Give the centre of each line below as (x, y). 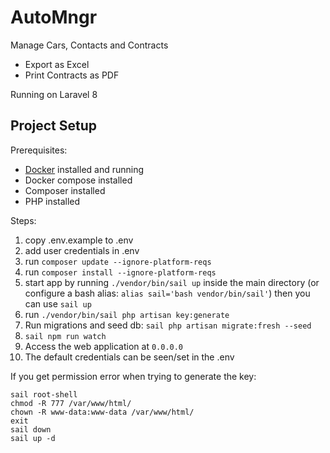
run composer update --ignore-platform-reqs (118, 261)
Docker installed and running (84, 169)
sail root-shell (44, 394)
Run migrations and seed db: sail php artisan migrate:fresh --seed (168, 325)
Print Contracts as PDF (72, 75)
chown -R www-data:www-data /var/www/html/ (102, 412)
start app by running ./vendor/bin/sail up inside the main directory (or (172, 282)
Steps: (23, 220)
